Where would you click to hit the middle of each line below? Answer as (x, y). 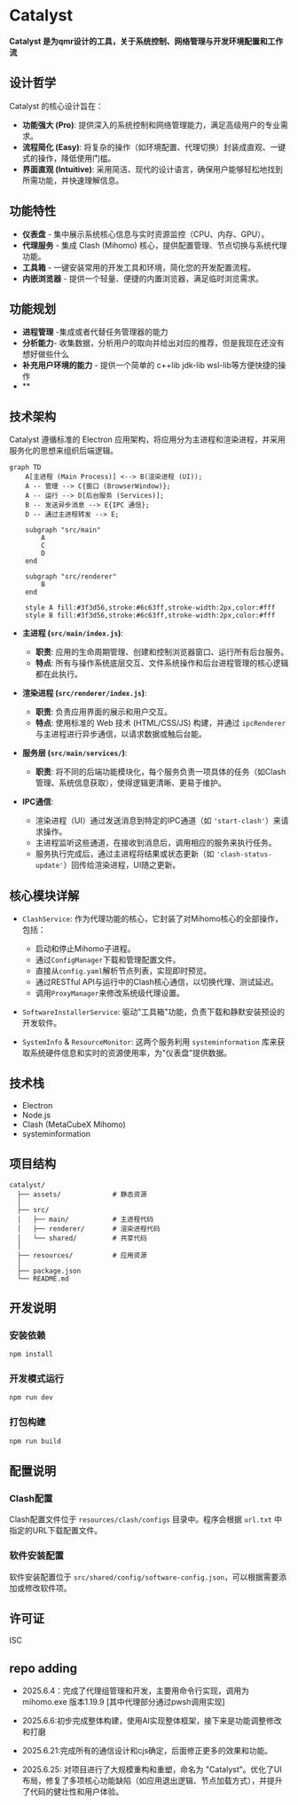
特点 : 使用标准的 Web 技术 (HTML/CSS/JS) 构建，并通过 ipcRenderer (161, 723)
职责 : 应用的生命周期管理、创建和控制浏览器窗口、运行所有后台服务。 (162, 652)
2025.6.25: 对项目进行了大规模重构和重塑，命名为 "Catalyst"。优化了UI (152, 1770)
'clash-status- (244, 855)
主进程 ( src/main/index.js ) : (73, 633)
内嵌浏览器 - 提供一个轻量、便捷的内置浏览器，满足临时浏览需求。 (143, 278)
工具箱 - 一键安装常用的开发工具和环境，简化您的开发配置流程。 (139, 267)
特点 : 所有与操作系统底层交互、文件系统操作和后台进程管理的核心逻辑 (162, 663)
